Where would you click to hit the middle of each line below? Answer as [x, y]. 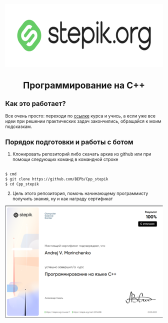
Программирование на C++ [84, 85]
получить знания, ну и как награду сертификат [63, 199]
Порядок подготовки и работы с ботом [69, 142]
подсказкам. [19, 126]
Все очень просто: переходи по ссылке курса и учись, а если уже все [80, 115]
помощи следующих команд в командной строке [65, 159]
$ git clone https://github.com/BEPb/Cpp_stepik [57, 179]
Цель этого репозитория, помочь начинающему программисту [80, 193]
